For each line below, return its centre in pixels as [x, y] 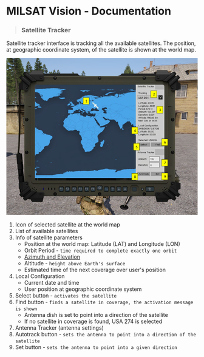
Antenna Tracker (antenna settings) [59, 328]
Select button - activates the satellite [66, 296]
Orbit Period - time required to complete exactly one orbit [100, 251]
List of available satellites [46, 231]
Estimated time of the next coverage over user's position [95, 270]
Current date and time [52, 283]
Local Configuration [40, 276]
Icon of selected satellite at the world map [67, 225]
